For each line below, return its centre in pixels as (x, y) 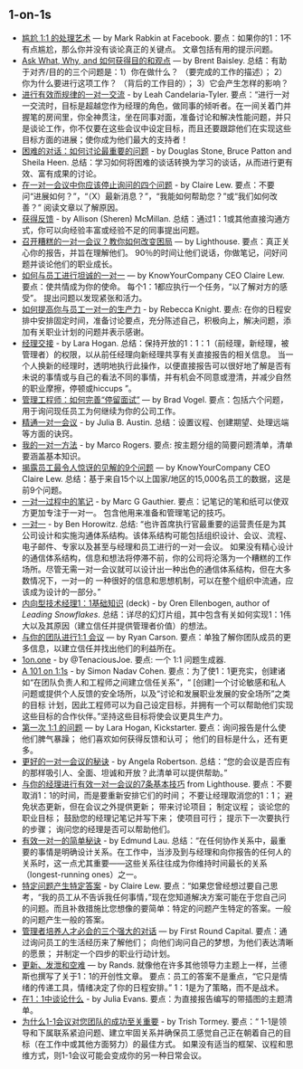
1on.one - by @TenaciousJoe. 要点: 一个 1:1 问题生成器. (124, 659)
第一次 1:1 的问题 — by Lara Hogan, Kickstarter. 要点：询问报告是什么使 (154, 727)
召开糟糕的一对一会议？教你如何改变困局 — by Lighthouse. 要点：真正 (151, 241)
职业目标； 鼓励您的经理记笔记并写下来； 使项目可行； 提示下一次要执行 (156, 818)
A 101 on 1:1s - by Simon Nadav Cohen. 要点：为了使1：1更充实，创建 (149, 671)
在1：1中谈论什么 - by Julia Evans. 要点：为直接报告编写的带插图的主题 (153, 998)
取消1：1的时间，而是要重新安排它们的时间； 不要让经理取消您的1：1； (152, 795)
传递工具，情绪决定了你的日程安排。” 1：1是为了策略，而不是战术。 (161, 987)
